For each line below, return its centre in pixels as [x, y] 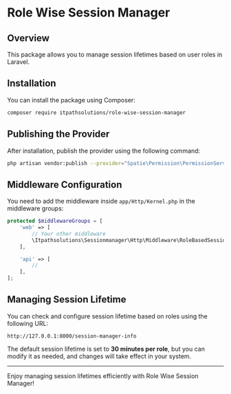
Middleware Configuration [65, 185]
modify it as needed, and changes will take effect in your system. [99, 356]
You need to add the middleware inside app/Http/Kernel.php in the [101, 201]
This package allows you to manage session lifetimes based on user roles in [115, 54]
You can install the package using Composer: [71, 100]
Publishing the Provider [58, 134]
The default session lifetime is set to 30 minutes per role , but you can [106, 349]
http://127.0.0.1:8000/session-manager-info [72, 336]
